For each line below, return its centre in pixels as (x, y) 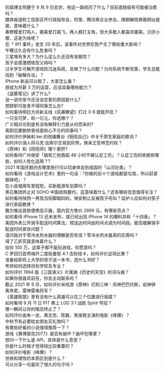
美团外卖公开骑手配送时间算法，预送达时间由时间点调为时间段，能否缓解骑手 (82, 223)
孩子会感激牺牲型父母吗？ (31, 63)
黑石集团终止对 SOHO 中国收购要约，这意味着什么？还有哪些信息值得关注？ (82, 192)
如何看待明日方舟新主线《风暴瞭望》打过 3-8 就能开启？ (62, 112)
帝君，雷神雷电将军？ (31, 290)
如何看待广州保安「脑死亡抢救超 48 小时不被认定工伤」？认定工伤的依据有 (80, 155)
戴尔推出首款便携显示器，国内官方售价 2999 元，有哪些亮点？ (68, 210)
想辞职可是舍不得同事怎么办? (34, 106)
